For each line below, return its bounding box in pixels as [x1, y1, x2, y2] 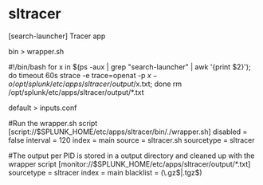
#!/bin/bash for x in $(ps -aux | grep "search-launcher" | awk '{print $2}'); [8, 61, 251, 72]
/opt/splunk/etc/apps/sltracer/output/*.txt [8, 87, 145, 96]
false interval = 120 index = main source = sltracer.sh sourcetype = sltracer [8, 135, 255, 144]
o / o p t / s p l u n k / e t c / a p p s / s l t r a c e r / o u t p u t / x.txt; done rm [8, 79, 183, 89]
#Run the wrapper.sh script [8, 118, 98, 128]
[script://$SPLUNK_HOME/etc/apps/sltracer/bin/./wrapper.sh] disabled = [8, 127, 248, 136]
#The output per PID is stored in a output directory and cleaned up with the [8, 151, 255, 160]
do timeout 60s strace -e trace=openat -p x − [8, 70, 158, 80]
